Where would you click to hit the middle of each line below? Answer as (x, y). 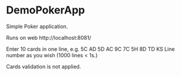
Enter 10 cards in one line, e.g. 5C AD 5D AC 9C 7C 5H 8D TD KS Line (90, 49)
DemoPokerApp (46, 10)
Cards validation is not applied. (44, 66)
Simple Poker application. (37, 26)
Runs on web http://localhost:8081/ (49, 37)
